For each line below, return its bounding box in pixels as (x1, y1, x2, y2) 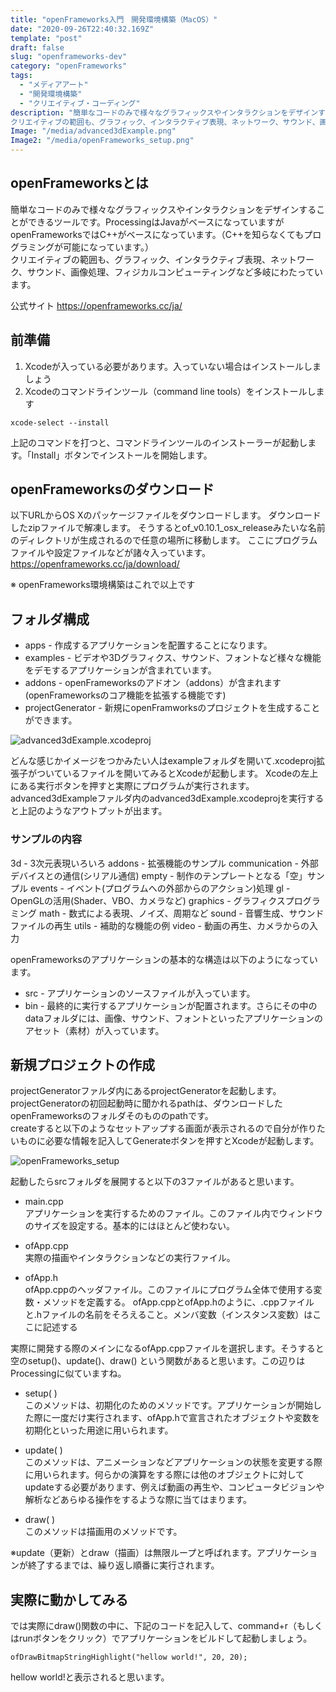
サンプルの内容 (10, 832, 83, 846)
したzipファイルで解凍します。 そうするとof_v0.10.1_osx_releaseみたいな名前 (10, 522, 326, 534)
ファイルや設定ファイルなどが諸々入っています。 (10, 547, 211, 559)
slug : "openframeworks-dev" (10, 52, 128, 62)
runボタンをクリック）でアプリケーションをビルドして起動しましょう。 (18, 1632, 313, 1645)
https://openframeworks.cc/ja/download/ (10, 558, 180, 570)
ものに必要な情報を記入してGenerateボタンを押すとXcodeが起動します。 (18, 1135, 320, 1147)
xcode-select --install (10, 417, 110, 428)
